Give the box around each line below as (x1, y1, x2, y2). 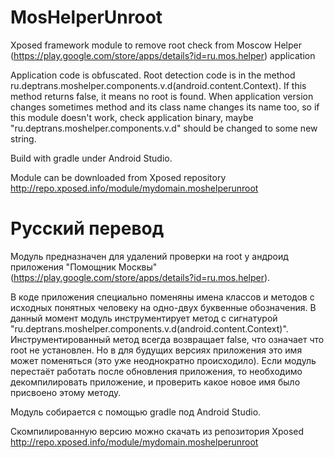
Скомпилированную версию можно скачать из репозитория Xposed (10, 425, 305, 437)
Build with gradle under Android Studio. (10, 152, 173, 164)
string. (10, 132, 37, 145)
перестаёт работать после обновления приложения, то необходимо (10, 365, 303, 377)
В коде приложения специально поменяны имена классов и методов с (10, 291, 315, 303)
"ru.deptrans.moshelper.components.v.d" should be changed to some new (10, 122, 318, 134)
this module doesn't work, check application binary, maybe (10, 111, 254, 123)
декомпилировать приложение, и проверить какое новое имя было (10, 376, 301, 388)
